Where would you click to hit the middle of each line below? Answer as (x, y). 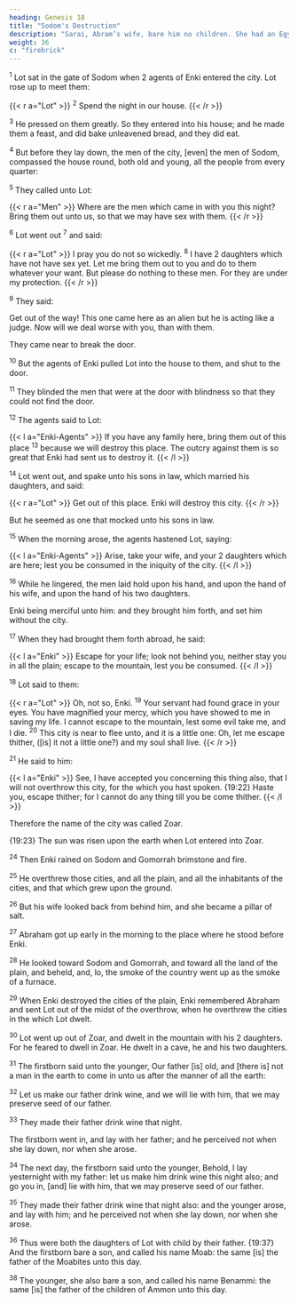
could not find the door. (52, 401)
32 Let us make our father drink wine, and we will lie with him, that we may (145, 1093)
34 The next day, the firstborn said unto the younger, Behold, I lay (129, 1167)
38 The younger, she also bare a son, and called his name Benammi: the (140, 1279)
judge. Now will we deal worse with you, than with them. (112, 328)
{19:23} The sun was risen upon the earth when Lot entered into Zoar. (137, 841)
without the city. (39, 620)
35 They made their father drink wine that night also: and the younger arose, (148, 1204)
